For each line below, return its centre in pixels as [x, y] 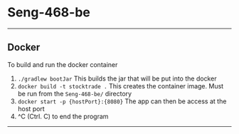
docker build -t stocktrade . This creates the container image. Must [121, 86]
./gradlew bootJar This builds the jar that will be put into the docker [117, 78]
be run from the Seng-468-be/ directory [75, 93]
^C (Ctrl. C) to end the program [63, 116]
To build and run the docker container [63, 64]
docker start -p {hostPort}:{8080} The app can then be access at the [122, 101]
